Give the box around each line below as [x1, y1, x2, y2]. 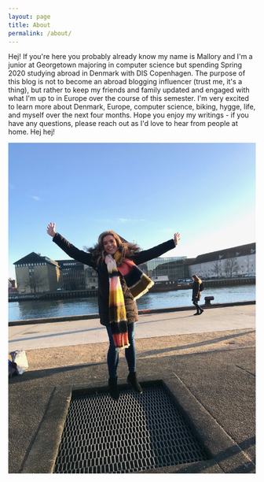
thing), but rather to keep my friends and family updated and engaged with [8, 85, 250, 95]
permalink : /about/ [8, 29, 72, 37]
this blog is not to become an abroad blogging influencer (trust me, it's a [8, 77, 242, 87]
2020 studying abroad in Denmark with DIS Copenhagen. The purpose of [8, 69, 246, 78]
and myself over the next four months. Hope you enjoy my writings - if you [8, 110, 249, 120]
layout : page [8, 13, 51, 20]
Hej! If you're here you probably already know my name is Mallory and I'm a [8, 52, 253, 61]
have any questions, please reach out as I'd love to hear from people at [8, 119, 238, 128]
